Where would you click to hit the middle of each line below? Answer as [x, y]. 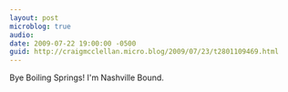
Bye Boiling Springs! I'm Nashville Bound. [87, 77]
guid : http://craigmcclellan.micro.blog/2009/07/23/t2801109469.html [144, 52]
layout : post [34, 18]
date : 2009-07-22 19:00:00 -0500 [73, 43]
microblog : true [40, 26]
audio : [22, 35]
